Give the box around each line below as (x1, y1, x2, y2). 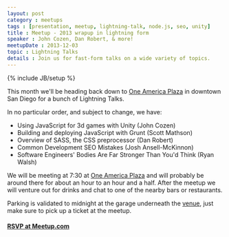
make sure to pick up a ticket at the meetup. (7, 206, 132, 214)
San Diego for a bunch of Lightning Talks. (7, 94, 125, 103)
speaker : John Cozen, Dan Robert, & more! (7, 36, 134, 43)
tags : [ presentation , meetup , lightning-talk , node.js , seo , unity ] (7, 23, 211, 30)
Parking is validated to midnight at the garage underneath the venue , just (7, 199, 214, 207)
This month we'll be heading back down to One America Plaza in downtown (7, 87, 221, 95)
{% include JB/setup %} (7, 74, 76, 82)
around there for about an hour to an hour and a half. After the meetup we (7, 178, 216, 187)
